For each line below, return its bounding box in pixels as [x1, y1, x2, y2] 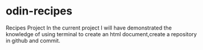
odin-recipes [5, 4, 73, 18]
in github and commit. [5, 37, 60, 44]
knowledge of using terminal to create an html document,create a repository [5, 30, 198, 37]
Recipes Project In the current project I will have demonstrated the [5, 24, 172, 31]
